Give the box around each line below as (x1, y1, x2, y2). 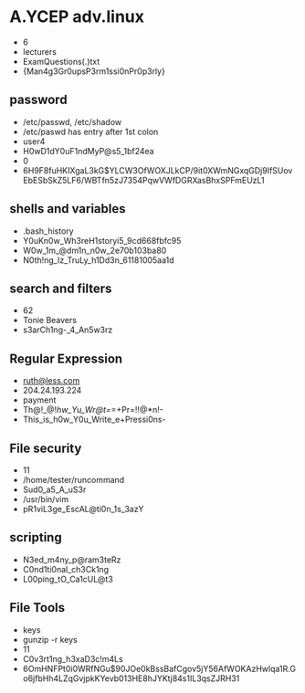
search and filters (9, 280, 112, 296)
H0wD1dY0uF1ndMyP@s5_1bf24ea (22, 145, 154, 156)
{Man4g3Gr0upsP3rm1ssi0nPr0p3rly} (22, 66, 166, 77)
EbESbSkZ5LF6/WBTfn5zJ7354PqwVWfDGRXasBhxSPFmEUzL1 (22, 174, 265, 185)
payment (22, 394, 57, 405)
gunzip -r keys (22, 634, 78, 645)
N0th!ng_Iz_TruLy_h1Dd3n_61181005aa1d (22, 254, 175, 266)
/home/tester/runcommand (22, 475, 125, 485)
